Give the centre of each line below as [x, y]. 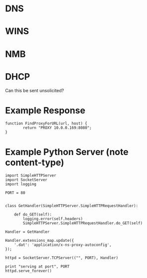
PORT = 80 [15, 193]
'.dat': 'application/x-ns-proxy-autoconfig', [63, 245]
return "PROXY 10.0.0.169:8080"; [57, 128]
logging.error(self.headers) [53, 219]
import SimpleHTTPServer [31, 176]
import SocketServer [26, 180]
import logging [21, 184]
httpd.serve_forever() [28, 271]
